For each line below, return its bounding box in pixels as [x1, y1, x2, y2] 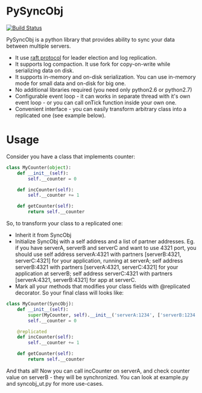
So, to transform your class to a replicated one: [6, 220, 123, 227]
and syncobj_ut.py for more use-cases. [6, 380, 104, 387]
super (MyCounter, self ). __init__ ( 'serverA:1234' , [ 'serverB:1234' [28, 312, 198, 318]
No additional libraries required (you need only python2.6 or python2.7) [14, 86, 192, 93]
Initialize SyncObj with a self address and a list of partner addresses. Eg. [14, 238, 195, 245]
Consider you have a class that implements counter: [6, 153, 136, 160]
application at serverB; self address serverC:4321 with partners [14, 270, 173, 277]
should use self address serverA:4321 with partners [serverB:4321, [14, 251, 181, 258]
